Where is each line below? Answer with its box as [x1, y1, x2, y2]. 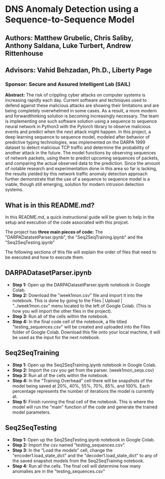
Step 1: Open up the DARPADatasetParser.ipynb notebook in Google [12, 282, 150, 287]
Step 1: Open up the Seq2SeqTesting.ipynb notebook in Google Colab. [12, 436, 155, 442]
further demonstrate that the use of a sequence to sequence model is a [5, 176, 150, 182]
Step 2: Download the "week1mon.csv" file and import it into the [12, 292, 143, 298]
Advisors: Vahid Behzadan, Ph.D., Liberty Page [5, 66, 152, 74]
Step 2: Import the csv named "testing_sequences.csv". [12, 442, 126, 448]
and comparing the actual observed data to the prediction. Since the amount [5, 160, 160, 166]
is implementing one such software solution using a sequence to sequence [5, 118, 157, 124]
